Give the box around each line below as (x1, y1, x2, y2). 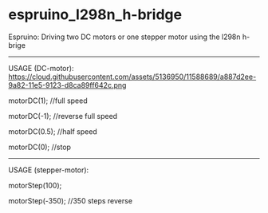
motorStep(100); (8, 180, 62, 190)
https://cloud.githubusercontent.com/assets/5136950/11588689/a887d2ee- (8, 72, 257, 81)
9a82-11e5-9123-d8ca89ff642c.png (8, 80, 127, 89)
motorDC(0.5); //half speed (8, 126, 97, 136)
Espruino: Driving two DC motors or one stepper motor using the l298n (8, 32, 241, 41)
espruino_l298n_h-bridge (8, 6, 182, 24)
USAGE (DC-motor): (8, 63, 74, 73)
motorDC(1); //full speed (8, 96, 88, 105)
